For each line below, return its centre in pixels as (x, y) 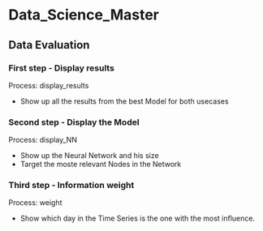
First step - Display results (62, 68)
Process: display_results (49, 85)
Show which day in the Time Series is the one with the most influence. (138, 218)
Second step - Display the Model (74, 122)
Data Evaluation (49, 45)
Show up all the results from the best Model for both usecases (124, 101)
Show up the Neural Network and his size (90, 156)
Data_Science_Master (84, 15)
